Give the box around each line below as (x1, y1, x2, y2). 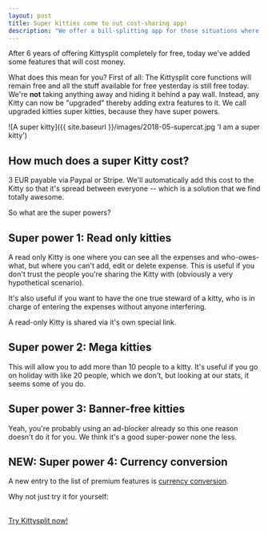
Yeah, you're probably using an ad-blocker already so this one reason (8, 423, 238, 433)
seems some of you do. (8, 378, 86, 389)
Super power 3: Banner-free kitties (8, 402, 186, 416)
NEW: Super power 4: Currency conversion (8, 455, 228, 469)
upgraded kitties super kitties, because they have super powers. (8, 107, 220, 116)
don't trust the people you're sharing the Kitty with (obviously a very (8, 269, 234, 279)
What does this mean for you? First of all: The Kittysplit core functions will (8, 73, 252, 83)
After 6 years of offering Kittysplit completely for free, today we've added (8, 49, 250, 59)
